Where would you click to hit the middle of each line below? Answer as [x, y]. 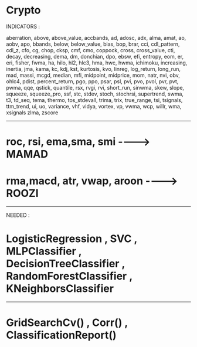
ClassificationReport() [61, 335]
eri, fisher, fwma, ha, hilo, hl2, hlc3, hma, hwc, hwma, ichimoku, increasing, [97, 63]
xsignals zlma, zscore [32, 113]
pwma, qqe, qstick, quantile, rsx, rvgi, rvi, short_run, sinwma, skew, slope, [95, 87]
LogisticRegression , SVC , [72, 239]
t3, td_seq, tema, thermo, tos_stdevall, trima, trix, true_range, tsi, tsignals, [94, 100]
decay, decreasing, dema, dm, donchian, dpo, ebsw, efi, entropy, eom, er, [95, 56]
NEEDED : [18, 215]
